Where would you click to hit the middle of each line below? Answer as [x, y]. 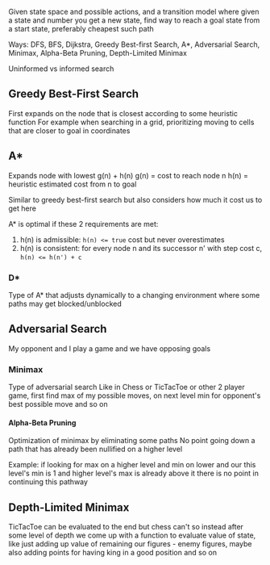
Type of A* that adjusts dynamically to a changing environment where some [134, 295]
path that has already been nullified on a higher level [96, 449]
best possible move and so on [58, 404]
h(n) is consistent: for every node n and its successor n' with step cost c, [141, 248]
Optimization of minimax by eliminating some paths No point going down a [132, 441]
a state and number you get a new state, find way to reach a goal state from [134, 20]
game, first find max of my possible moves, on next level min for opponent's [135, 395]
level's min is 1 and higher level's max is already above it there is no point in [134, 473]
